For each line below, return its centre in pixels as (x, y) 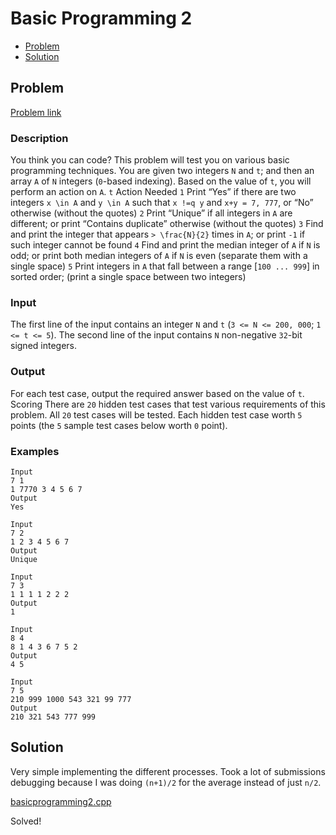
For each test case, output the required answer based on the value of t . (157, 393)
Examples (35, 451)
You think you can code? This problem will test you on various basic (150, 160)
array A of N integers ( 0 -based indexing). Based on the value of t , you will (161, 181)
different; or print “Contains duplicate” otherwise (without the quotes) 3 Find (167, 224)
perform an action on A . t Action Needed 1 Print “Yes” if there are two (153, 192)
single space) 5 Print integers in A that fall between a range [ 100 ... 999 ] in (165, 266)
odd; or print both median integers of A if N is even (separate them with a (159, 256)
